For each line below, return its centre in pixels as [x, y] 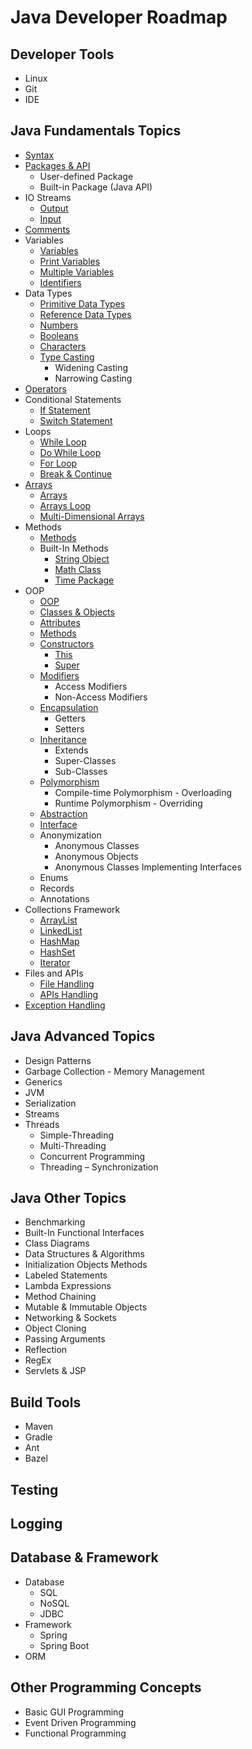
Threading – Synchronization [99, 1167]
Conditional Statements [73, 399]
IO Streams [48, 197]
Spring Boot [64, 1645]
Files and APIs [54, 973]
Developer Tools [62, 54]
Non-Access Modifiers [101, 697]
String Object [82, 558]
